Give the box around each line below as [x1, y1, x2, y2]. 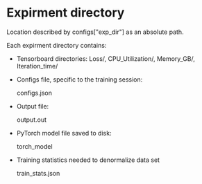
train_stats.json [16, 169, 60, 177]
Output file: [16, 102, 49, 110]
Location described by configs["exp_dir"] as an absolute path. [6, 28, 185, 36]
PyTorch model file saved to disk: [16, 129, 112, 137]
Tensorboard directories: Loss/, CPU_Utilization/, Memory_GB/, [16, 54, 196, 63]
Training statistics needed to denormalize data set [16, 156, 160, 164]
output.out [16, 116, 47, 124]
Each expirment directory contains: [6, 41, 107, 49]
